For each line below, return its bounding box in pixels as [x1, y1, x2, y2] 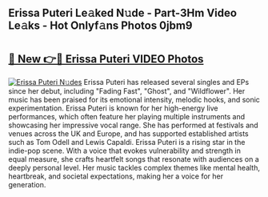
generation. [8, 180, 46, 189]
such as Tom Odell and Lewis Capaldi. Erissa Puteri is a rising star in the [8, 138, 246, 147]
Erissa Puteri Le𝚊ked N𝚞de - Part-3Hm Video [8, 6, 238, 20]
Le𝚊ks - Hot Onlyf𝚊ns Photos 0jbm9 [8, 19, 193, 33]
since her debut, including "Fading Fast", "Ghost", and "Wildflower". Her [8, 86, 246, 95]
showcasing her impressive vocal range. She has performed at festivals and [8, 120, 258, 130]
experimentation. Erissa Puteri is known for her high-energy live [8, 103, 218, 113]
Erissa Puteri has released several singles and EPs [83, 78, 250, 86]
